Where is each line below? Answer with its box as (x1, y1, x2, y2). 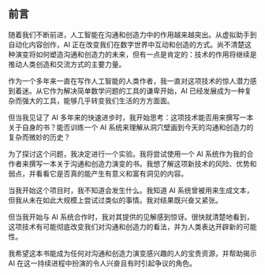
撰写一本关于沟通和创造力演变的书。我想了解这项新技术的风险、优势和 (28, 158, 257, 168)
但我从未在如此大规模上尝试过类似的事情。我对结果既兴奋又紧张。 (8, 195, 222, 205)
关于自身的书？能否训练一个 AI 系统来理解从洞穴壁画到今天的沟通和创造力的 (8, 122, 254, 132)
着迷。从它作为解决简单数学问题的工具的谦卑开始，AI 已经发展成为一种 (14, 86, 245, 95)
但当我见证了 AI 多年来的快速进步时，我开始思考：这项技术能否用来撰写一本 (8, 113, 254, 122)
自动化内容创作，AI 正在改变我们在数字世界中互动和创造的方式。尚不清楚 (8, 39, 245, 49)
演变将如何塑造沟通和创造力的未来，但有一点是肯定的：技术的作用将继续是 (14, 50, 257, 59)
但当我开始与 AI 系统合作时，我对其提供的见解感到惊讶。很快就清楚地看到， (8, 212, 254, 221)
